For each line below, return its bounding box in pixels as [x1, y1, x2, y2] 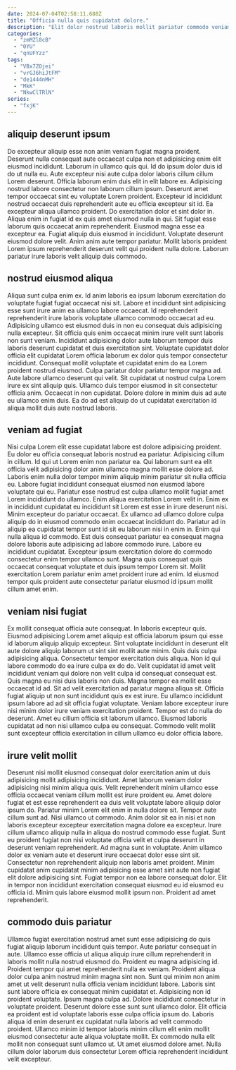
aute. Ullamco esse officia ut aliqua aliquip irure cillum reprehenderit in [7, 949, 211, 958]
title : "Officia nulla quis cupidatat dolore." [7, 17, 150, 24]
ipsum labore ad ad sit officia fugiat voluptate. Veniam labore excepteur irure [7, 699, 229, 707]
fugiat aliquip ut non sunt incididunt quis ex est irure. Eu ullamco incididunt [7, 692, 223, 700]
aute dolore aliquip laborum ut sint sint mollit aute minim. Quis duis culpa [7, 647, 217, 655]
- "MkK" [13, 83, 37, 90]
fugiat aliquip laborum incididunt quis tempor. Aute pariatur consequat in [7, 942, 217, 951]
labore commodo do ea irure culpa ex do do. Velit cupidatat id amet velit [7, 662, 216, 670]
